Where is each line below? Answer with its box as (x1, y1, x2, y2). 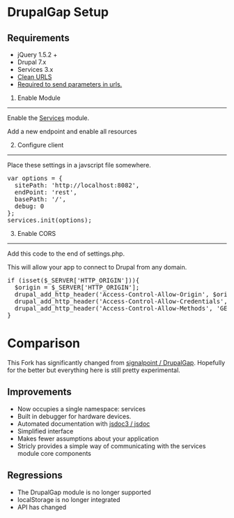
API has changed (17, 503, 67, 511)
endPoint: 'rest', (14, 188, 78, 196)
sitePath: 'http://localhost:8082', (14, 182, 140, 189)
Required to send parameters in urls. (17, 80, 123, 88)
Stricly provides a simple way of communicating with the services (17, 441, 206, 450)
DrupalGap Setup (7, 4, 109, 20)
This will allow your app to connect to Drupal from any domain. (7, 263, 187, 271)
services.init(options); (7, 216, 92, 224)
